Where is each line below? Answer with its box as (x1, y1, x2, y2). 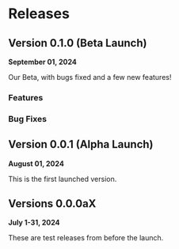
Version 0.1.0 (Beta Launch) (8, 36, 147, 50)
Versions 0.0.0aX (8, 197, 97, 210)
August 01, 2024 (8, 159, 65, 168)
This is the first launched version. (8, 174, 117, 183)
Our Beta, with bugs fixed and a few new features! (8, 73, 172, 81)
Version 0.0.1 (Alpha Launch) (8, 138, 154, 151)
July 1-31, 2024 (8, 218, 61, 228)
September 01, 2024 (8, 57, 77, 66)
